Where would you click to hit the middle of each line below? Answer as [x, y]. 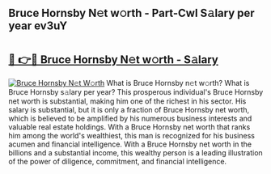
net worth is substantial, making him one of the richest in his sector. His [127, 101]
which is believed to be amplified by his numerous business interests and [130, 118]
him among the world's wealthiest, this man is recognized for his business [131, 136]
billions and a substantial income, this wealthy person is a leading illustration [135, 153]
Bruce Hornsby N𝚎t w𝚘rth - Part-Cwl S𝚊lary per [131, 13]
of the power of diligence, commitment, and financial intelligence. [118, 161]
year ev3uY [38, 26]
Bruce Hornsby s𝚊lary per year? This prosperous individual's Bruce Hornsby [136, 92]
